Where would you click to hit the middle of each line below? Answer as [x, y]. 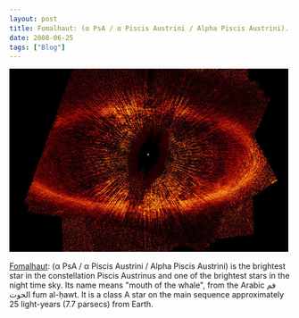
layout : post [33, 19]
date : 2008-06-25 [42, 38]
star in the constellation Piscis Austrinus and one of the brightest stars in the [149, 276]
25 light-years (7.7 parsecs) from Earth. [81, 305]
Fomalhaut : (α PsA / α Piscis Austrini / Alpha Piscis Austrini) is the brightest [147, 266]
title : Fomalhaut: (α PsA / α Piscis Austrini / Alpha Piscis [127, 28]
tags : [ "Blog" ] [37, 47]
